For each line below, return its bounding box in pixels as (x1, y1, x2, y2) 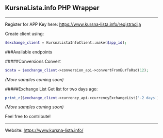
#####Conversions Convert (5, 58, 61, 64)
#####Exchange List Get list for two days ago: (5, 86, 98, 92)
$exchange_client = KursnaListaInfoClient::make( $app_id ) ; (5, 40, 127, 45)
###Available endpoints (5, 49, 52, 55)
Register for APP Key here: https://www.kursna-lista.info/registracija (5, 21, 141, 27)
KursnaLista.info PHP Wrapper (5, 4, 99, 12)
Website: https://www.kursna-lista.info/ (5, 127, 83, 133)
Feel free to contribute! (5, 114, 51, 120)
